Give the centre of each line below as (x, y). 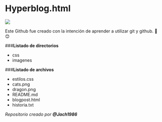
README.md (25, 94)
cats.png (21, 84)
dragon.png (24, 89)
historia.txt (23, 105)
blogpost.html (26, 100)
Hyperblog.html (38, 9)
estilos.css (23, 79)
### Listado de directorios (32, 45)
